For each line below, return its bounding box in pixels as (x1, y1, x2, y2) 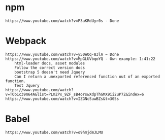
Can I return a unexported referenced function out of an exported (14, 74, 160, 79)
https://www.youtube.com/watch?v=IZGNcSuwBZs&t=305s (5, 96, 119, 101)
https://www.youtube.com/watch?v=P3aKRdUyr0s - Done (5, 18, 119, 23)
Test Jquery (14, 83, 40, 88)
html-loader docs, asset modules (14, 60, 85, 66)
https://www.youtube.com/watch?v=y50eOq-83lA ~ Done (5, 52, 119, 57)
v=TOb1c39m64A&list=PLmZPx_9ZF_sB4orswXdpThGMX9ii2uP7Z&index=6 (5, 92, 144, 97)
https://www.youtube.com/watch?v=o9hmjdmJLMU (5, 130, 103, 135)
